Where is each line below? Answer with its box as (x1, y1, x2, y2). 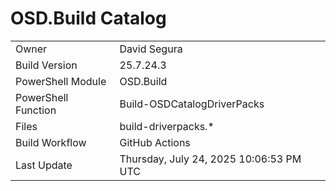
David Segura (119, 42, 183, 56)
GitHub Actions (119, 135, 191, 149)
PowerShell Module (15, 74, 107, 88)
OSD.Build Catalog (10, 7, 167, 30)
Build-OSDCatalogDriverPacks (119, 97, 265, 111)
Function (15, 103, 57, 117)
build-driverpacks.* (119, 119, 215, 133)
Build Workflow (15, 135, 87, 149)
